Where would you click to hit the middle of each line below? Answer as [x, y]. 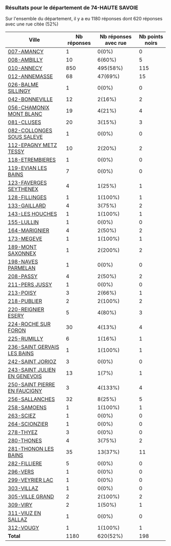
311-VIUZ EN [24, 513]
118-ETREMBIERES [32, 160]
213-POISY [22, 293]
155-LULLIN [23, 222]
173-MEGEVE [25, 239]
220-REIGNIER [26, 310]
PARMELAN [22, 268]
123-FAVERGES [27, 183]
